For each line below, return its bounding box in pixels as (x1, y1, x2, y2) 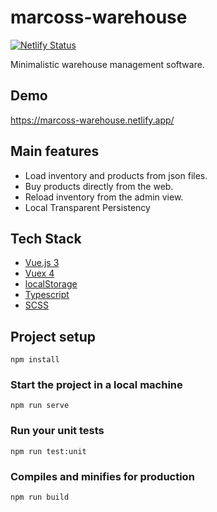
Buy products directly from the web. (24, 180, 174, 192)
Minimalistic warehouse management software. (10, 58, 205, 70)
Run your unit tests (10, 424, 105, 438)
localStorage (24, 278, 78, 290)
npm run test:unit (10, 446, 87, 456)
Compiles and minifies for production (10, 469, 195, 483)
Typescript (24, 289, 70, 301)
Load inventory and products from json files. (24, 169, 208, 181)
